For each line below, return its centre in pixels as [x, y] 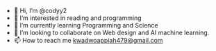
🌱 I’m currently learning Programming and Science [86, 25]
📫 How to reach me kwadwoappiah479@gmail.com [88, 40]
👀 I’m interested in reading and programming [77, 18]
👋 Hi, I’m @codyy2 [40, 11]
